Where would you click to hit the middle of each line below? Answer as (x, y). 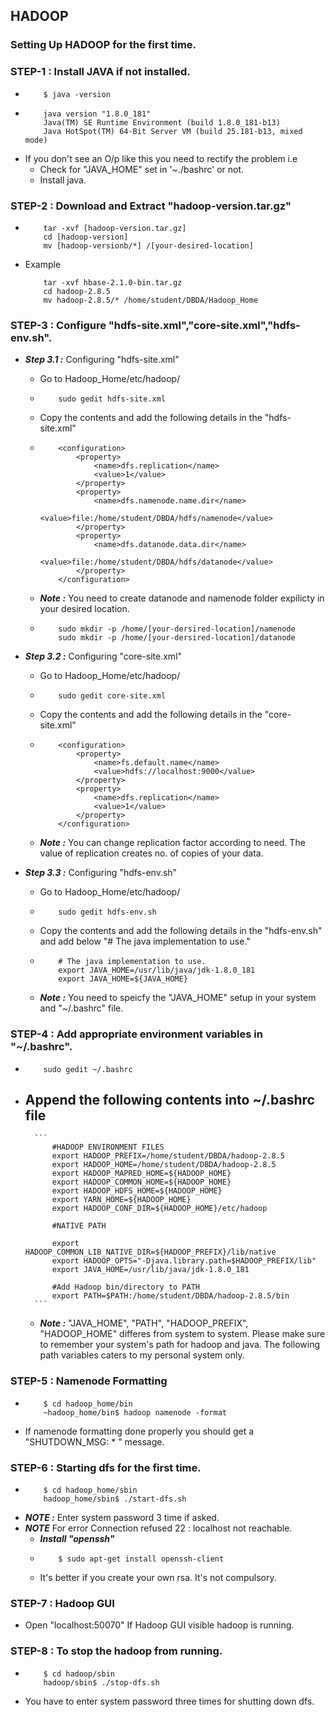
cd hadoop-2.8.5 (77, 291)
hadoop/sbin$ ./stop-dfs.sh (101, 1682)
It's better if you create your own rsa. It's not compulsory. (158, 1577)
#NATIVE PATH (79, 1226)
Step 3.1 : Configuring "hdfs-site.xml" (102, 360)
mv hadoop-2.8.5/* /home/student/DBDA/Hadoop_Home (151, 300)
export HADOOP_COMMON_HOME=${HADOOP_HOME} (141, 1182)
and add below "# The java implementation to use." (145, 941)
